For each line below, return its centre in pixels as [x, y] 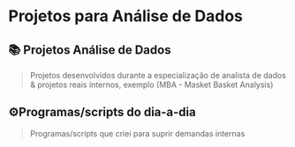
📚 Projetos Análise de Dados [90, 50]
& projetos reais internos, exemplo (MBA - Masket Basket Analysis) [151, 85]
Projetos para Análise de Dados [126, 16]
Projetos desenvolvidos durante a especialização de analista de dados [158, 75]
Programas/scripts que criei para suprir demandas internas [137, 133]
